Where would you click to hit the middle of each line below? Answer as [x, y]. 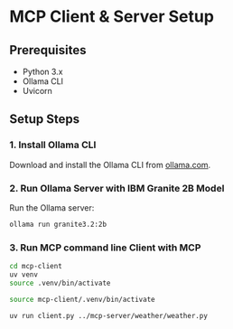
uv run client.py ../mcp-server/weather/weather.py [108, 315]
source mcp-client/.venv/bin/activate [82, 299]
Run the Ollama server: [52, 207]
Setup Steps [44, 119]
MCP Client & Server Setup [112, 17]
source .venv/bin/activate [60, 283]
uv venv [24, 275]
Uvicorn [37, 91]
